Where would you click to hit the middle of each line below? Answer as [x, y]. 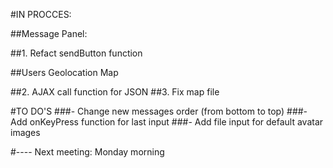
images [25, 132]
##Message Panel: [49, 33]
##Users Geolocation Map [64, 72]
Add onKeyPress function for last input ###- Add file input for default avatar [167, 122]
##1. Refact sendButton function [76, 53]
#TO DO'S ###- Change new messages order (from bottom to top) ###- [159, 111]
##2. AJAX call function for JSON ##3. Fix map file [115, 92]
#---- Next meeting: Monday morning [87, 152]
